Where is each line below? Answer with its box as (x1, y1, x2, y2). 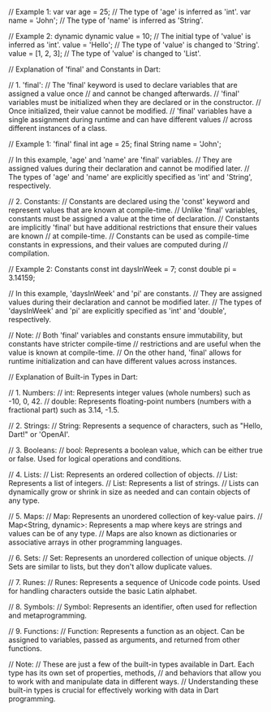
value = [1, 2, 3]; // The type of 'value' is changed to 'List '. (8, 49, 201, 58)
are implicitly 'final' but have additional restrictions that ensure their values (8, 223, 257, 232)
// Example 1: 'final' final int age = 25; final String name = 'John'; (8, 139, 222, 149)
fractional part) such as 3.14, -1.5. (8, 405, 120, 414)
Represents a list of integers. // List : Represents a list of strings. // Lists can (8, 478, 260, 487)
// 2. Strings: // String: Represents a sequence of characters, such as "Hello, (8, 421, 263, 430)
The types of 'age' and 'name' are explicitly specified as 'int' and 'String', (8, 173, 253, 181)
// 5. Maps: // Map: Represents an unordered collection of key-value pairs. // (8, 512, 263, 521)
